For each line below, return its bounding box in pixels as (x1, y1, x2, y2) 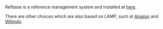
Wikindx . (5, 19, 23, 24)
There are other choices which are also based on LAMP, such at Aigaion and (5, 14, 159, 19)
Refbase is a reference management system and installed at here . (5, 4, 137, 10)
